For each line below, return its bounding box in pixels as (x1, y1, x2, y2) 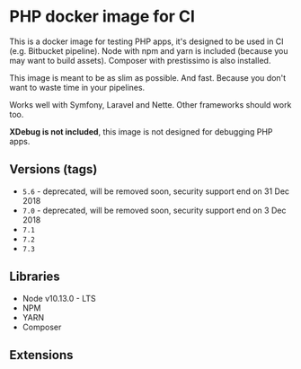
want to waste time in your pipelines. (9, 82, 146, 92)
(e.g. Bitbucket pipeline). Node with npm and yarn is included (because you (9, 45, 289, 56)
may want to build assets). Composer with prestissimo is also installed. (9, 55, 271, 66)
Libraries (9, 269, 60, 285)
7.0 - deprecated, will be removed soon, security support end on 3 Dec (22, 205, 287, 215)
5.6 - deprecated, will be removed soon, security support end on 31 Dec (22, 186, 290, 197)
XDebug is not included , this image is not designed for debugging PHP (9, 126, 273, 136)
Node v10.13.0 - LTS (22, 293, 96, 303)
